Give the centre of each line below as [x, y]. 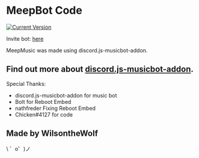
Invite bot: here [25, 38]
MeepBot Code [44, 11]
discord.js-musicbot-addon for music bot [66, 95]
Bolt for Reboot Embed [43, 102]
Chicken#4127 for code [44, 114]
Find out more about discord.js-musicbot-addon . [100, 69]
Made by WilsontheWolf [52, 134]
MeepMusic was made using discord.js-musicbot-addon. [77, 50]
